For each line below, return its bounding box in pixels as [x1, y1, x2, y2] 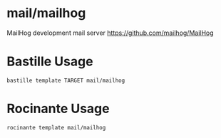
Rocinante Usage [6, 101, 110, 117]
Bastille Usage [6, 53, 93, 70]
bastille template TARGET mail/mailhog [6, 77, 125, 84]
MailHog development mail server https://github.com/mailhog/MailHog [6, 28, 215, 37]
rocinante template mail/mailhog [6, 124, 106, 131]
